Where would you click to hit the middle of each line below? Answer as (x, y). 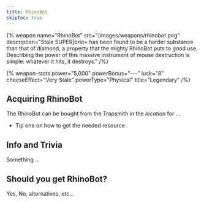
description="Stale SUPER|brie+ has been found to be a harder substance (100, 42)
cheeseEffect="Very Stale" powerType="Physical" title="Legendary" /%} (99, 80)
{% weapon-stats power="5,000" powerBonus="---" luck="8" (85, 73)
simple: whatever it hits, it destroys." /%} (58, 61)
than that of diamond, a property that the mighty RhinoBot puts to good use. (102, 48)
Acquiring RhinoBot (44, 99)
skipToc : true (25, 18)
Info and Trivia (34, 145)
